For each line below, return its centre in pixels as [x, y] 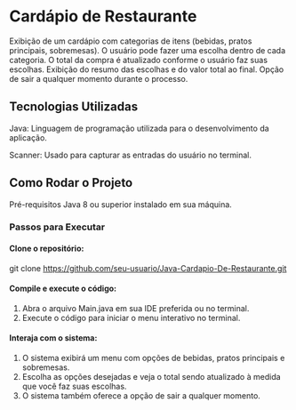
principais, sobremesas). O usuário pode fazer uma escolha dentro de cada [148, 50]
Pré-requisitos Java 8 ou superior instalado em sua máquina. [121, 204]
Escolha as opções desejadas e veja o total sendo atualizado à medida [152, 377]
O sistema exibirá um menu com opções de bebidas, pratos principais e [153, 358]
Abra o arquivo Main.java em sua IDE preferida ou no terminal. [136, 308]
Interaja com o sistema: [53, 338]
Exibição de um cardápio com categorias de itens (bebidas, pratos [131, 41]
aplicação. [28, 137]
